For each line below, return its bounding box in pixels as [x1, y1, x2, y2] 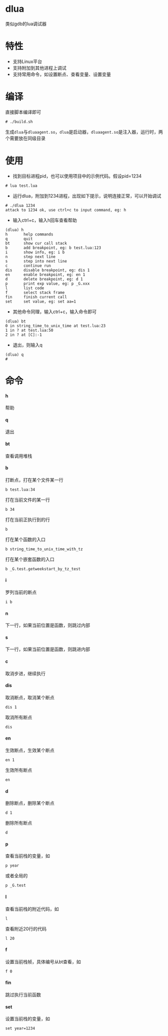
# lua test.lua [5, 183, 38, 188]
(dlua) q [5, 352, 24, 357]
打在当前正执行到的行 [5, 516, 50, 523]
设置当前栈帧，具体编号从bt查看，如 [5, 958, 81, 965]
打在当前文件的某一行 [5, 497, 50, 503]
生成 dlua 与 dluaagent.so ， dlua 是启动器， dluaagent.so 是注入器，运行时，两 [5, 128, 163, 135]
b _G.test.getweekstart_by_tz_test [5, 566, 81, 571]
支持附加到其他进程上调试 [12, 64, 67, 71]
